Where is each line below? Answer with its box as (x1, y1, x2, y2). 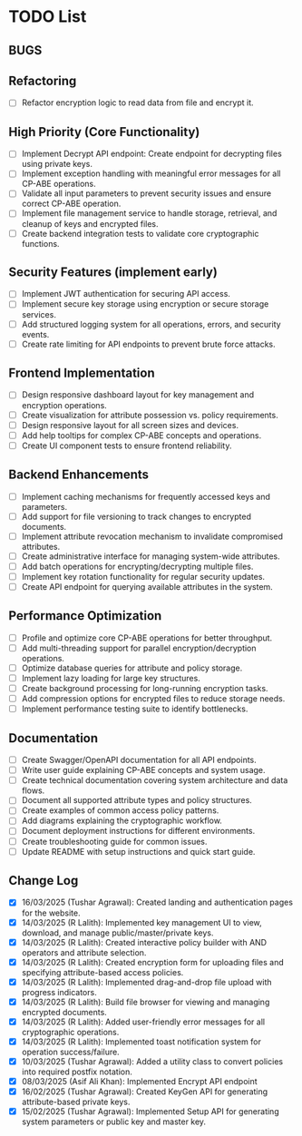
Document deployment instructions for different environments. (21, 826, 256, 837)
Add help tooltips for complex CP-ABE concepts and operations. (21, 429, 262, 441)
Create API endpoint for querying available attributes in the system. (21, 581, 273, 592)
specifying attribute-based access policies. (21, 966, 184, 977)
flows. (21, 785, 45, 796)
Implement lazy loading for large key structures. (21, 673, 200, 684)
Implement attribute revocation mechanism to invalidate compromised (21, 531, 283, 542)
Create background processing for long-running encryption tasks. (21, 683, 268, 694)
